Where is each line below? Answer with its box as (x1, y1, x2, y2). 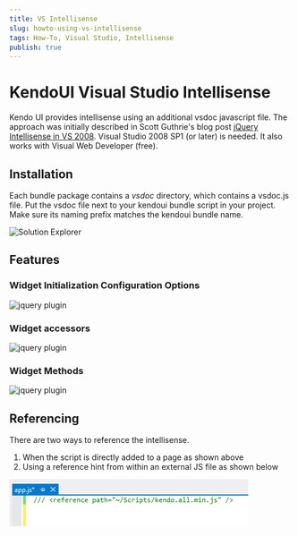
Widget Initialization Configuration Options (9, 279, 200, 292)
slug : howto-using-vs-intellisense (9, 23, 142, 33)
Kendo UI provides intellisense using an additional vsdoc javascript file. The (9, 112, 288, 123)
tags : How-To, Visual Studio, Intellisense (9, 33, 175, 42)
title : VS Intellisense (9, 14, 98, 23)
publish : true (9, 43, 63, 52)
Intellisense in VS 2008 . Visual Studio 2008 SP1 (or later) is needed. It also (9, 131, 284, 142)
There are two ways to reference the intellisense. (9, 435, 190, 446)
